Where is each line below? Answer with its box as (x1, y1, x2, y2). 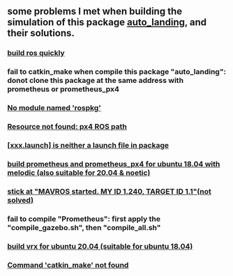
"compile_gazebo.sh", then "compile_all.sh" (7, 222, 161, 232)
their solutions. (7, 27, 75, 39)
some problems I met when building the (7, 6, 183, 17)
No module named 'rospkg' (7, 103, 101, 113)
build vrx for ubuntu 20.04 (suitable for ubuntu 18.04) (7, 241, 193, 251)
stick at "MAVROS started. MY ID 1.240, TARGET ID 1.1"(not (7, 186, 211, 196)
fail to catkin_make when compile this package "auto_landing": (7, 67, 227, 77)
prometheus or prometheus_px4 (7, 84, 120, 94)
